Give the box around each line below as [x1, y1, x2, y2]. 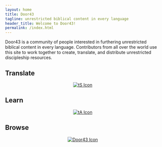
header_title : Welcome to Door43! [5, 21, 76, 26]
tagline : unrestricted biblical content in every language [5, 16, 129, 21]
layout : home [5, 7, 32, 12]
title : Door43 [5, 12, 34, 17]
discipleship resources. [5, 55, 53, 60]
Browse [5, 123, 29, 132]
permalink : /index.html [5, 26, 54, 30]
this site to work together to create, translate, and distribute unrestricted [5, 50, 152, 56]
